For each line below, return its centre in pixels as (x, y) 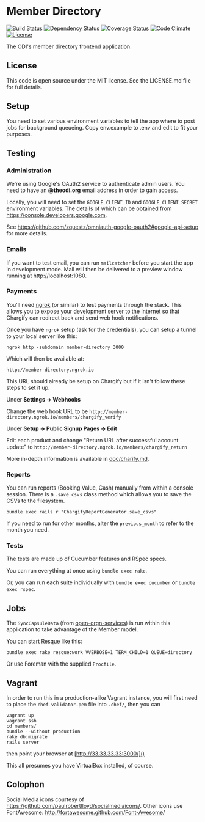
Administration (29, 171)
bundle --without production (43, 732)
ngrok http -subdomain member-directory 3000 (65, 347)
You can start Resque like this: (44, 641)
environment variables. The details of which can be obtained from (89, 208)
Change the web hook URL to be (47, 411)
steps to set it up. (28, 387)
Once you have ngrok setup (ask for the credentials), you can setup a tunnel (102, 329)
